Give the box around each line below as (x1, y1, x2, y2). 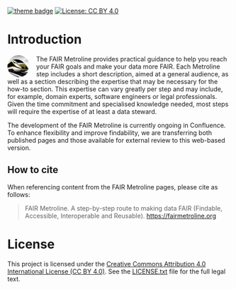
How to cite (7, 164, 59, 176)
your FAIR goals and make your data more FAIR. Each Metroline (36, 62, 220, 71)
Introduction (7, 32, 82, 47)
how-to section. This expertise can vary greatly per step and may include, (7, 85, 223, 93)
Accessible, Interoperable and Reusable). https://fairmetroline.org (24, 211, 216, 220)
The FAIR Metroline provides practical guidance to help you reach (36, 54, 227, 63)
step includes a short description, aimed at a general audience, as (36, 69, 229, 78)
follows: (7, 190, 30, 199)
